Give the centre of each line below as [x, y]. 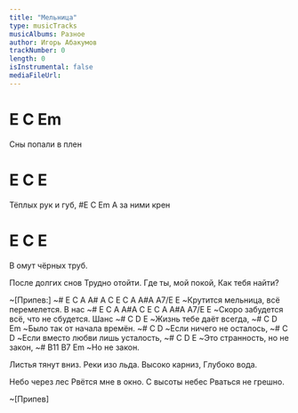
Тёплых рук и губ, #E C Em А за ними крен [90, 205]
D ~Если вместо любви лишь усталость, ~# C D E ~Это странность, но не [149, 337]
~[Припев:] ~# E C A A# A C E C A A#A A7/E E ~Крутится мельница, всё [145, 300]
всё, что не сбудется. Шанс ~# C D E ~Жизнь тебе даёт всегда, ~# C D [143, 319]
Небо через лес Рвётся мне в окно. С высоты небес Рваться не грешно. [147, 381]
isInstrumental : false [51, 68]
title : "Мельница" [43, 17]
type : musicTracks [43, 26]
